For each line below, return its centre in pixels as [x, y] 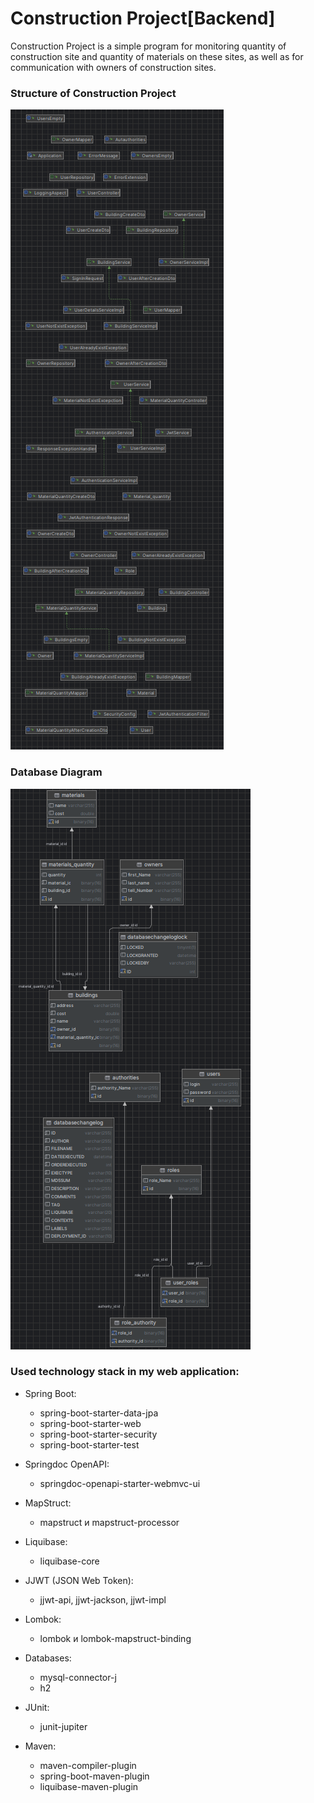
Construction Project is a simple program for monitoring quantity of [148, 46]
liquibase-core [69, 1561]
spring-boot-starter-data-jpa [99, 1413]
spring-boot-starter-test [89, 1444]
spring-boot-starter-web [90, 1423]
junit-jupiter [63, 1726]
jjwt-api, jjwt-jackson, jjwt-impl [103, 1599]
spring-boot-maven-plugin [94, 1776]
